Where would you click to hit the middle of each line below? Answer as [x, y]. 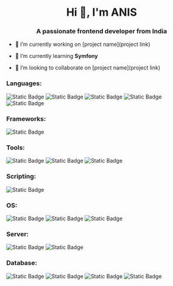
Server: [18, 234]
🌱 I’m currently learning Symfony [56, 56]
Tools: [16, 148]
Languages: [24, 83]
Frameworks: [26, 119]
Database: [22, 263]
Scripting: [21, 177]
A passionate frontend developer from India [102, 31]
